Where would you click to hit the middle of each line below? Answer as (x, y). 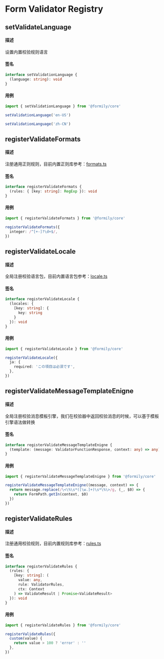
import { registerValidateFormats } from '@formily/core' (65, 218)
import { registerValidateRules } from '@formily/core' (63, 625)
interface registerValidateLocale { (42, 299)
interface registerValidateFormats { (43, 187)
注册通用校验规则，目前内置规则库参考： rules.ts (53, 543)
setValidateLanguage (38, 27)
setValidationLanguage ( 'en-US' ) (38, 115)
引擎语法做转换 (20, 422)
